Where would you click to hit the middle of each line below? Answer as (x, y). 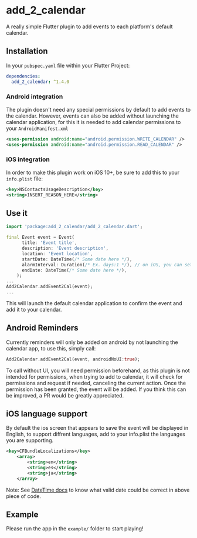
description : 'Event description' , (65, 248)
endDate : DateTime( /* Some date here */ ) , (74, 270)
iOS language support (47, 414)
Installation (27, 51)
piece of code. (23, 496)
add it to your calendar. (34, 309)
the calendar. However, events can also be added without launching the (92, 116)
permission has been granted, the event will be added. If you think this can (96, 389)
